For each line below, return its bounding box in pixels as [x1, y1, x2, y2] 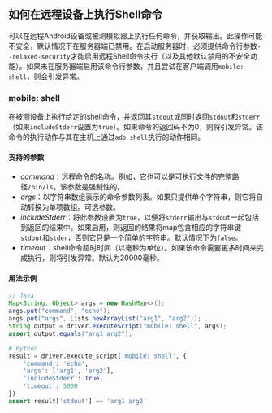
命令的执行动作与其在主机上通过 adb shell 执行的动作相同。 [8, 133, 205, 142]
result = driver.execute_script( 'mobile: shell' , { [8, 352, 187, 360]
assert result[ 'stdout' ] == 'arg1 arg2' [8, 397, 148, 405]
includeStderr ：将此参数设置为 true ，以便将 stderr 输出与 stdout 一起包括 [19, 212, 260, 222]
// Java [8, 292, 35, 300]
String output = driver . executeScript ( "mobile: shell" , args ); [8, 322, 227, 331]
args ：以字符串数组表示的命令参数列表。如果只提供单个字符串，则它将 [19, 192, 257, 202]
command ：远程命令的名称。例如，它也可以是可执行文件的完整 [19, 172, 233, 181]
